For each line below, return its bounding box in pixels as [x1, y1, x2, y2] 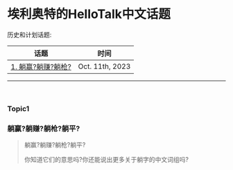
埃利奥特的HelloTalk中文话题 [7, 6, 171, 22]
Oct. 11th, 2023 [78, 62, 131, 71]
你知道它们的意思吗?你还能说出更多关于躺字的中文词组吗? [24, 155, 189, 164]
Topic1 [7, 104, 30, 113]
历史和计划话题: [7, 30, 52, 39]
